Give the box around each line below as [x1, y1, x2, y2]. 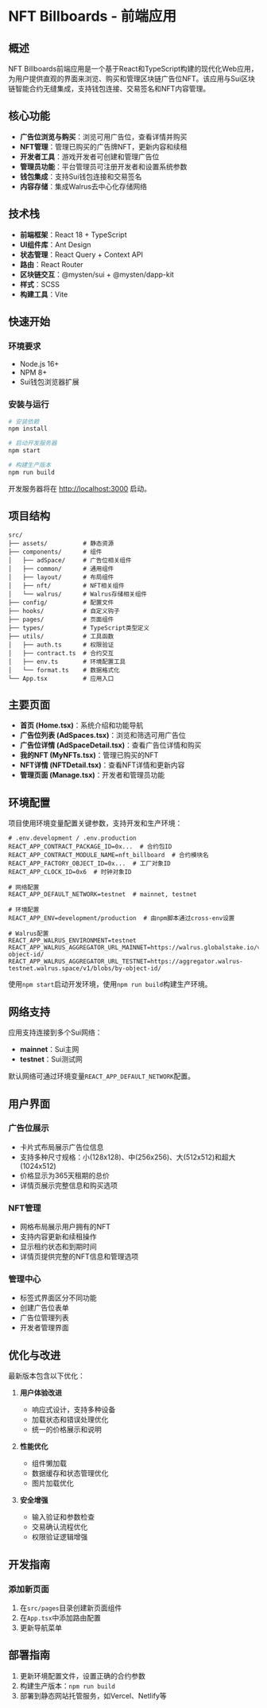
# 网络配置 [8, 883, 40, 891]
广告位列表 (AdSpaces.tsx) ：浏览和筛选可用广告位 [19, 731, 186, 740]
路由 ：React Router [19, 259, 83, 269]
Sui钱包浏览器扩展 [19, 377, 79, 386]
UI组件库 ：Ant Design [19, 239, 91, 249]
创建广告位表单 [19, 1303, 69, 1313]
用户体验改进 [19, 1388, 62, 1398]
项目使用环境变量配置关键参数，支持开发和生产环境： [8, 818, 183, 828]
